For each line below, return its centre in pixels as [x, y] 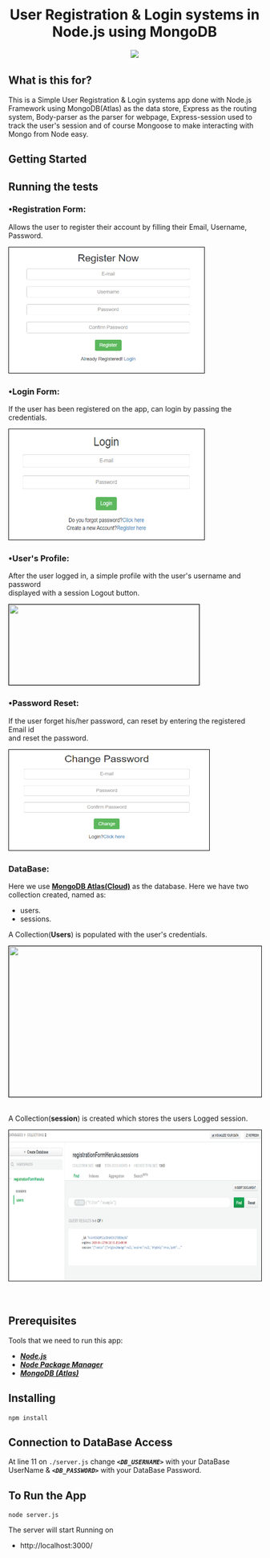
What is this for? [50, 81]
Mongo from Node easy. [48, 133]
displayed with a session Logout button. [74, 593]
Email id [21, 729]
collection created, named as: [57, 895]
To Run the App [47, 1496]
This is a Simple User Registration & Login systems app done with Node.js [130, 100]
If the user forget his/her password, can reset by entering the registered [127, 720]
